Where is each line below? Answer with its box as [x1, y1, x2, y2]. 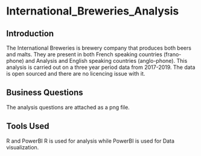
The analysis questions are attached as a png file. [6, 103, 130, 111]
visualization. [6, 143, 39, 151]
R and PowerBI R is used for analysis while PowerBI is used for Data [6, 137, 175, 145]
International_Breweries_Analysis [6, 4, 179, 18]
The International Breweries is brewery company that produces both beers [6, 44, 192, 51]
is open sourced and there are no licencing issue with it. [6, 70, 145, 77]
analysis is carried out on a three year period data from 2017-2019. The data [6, 63, 196, 71]
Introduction [6, 28, 54, 39]
